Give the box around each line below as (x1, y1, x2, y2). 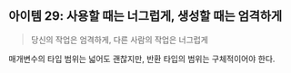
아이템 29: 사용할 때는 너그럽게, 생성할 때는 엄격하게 (8, 8, 283, 24)
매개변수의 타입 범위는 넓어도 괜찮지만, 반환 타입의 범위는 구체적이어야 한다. (8, 53, 276, 64)
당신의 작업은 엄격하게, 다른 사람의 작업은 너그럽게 (30, 34, 208, 45)
